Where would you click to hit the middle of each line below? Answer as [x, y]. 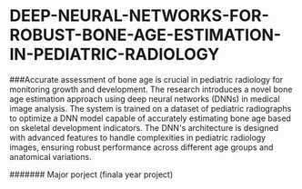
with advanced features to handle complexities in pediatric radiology [138, 137]
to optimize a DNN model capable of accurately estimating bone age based [150, 118]
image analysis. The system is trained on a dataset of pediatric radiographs [151, 108]
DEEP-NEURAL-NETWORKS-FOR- [140, 16]
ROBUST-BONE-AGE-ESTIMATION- [146, 35]
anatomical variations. [51, 156]
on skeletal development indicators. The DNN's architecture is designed [144, 127]
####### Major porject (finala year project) [91, 174]
